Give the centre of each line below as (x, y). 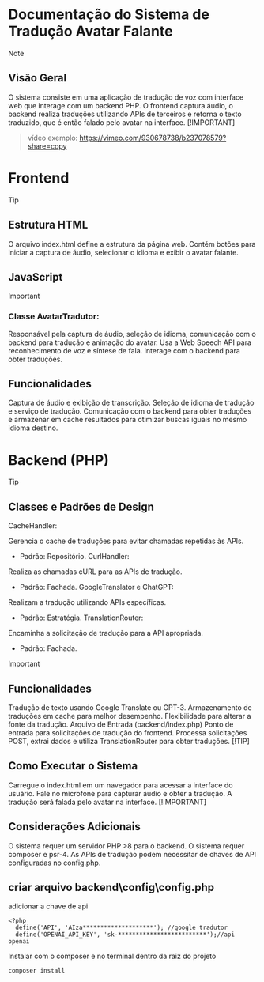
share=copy (47, 146)
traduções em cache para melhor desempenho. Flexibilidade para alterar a (130, 716)
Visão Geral (38, 78)
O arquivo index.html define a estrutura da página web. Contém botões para (132, 244)
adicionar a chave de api (48, 906)
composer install (37, 971)
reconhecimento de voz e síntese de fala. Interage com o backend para (124, 350)
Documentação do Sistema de (109, 15)
